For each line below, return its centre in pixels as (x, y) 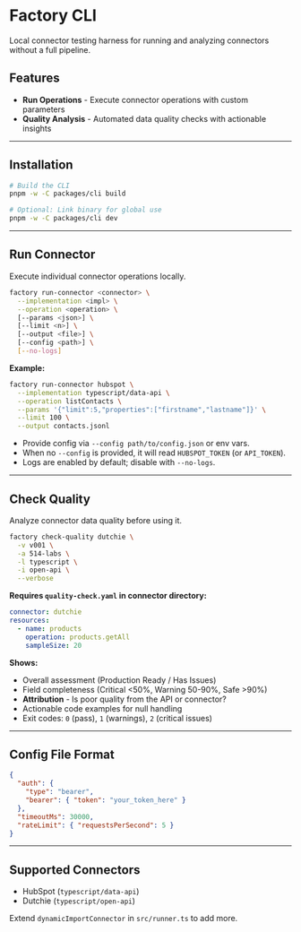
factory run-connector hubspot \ (72, 384)
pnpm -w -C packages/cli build (68, 194)
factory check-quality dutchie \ (72, 537)
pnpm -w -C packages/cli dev (64, 219)
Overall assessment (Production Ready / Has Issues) (119, 680)
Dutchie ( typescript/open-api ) (79, 901)
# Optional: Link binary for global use (86, 210)
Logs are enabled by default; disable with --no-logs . (119, 462)
